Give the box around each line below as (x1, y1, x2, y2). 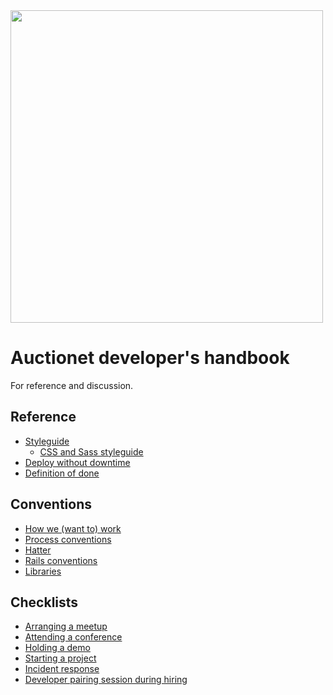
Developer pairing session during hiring (24, 674, 188, 686)
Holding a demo (24, 642, 91, 654)
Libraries (24, 565, 62, 577)
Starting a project (24, 652, 97, 664)
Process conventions (24, 533, 112, 545)
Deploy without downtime (24, 456, 131, 468)
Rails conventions (24, 554, 98, 566)
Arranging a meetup (24, 620, 108, 633)
